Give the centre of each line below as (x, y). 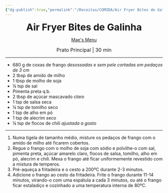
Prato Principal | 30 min (84, 49)
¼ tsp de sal (25, 86)
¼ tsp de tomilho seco (35, 107)
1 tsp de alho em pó (32, 112)
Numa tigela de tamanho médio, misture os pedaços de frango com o (84, 137)
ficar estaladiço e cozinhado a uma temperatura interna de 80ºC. (79, 185)
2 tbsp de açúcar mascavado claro (48, 96)
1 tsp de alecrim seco (34, 117)
